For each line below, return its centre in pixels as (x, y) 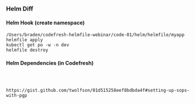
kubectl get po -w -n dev (37, 45)
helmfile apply (25, 40)
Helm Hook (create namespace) (45, 23)
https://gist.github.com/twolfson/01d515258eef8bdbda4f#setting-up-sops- (98, 91)
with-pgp (17, 96)
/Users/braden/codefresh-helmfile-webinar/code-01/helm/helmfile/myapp (95, 35)
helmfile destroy (27, 50)
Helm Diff (20, 9)
